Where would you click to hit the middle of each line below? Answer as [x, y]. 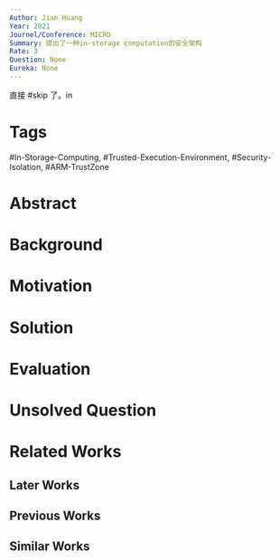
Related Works [65, 452]
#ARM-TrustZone [77, 166]
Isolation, [26, 166]
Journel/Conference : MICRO [60, 34]
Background [56, 245]
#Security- [252, 157]
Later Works [45, 485]
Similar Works [50, 547]
